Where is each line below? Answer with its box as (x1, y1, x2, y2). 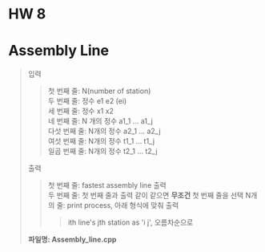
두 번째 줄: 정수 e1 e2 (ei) (47, 96, 127, 106)
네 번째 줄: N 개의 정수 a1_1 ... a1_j (47, 116, 154, 126)
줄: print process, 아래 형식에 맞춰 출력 (56, 201, 179, 210)
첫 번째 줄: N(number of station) (47, 86, 151, 96)
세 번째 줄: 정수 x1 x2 (47, 106, 114, 116)
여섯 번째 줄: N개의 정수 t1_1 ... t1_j (47, 136, 155, 146)
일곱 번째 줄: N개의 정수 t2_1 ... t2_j (47, 146, 158, 156)
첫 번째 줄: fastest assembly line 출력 (47, 181, 167, 190)
